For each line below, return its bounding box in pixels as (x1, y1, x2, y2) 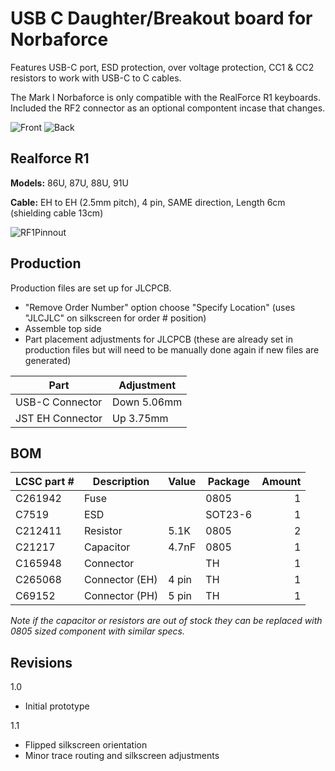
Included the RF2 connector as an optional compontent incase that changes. (10, 102, 326, 114)
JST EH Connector (15, 411, 103, 425)
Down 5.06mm (112, 395, 183, 409)
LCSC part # (15, 475, 75, 489)
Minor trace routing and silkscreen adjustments (24, 750, 220, 762)
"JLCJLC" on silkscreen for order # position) (24, 312, 207, 324)
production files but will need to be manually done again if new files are (24, 343, 320, 356)
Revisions (10, 654, 73, 671)
